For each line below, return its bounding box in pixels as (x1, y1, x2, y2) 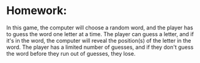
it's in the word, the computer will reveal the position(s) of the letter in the (6, 37, 191, 44)
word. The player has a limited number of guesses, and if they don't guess (6, 43, 194, 51)
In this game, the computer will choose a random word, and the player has (6, 24, 194, 31)
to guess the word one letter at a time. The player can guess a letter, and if (6, 30, 194, 37)
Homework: (6, 4, 67, 18)
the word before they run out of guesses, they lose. (6, 50, 136, 57)
